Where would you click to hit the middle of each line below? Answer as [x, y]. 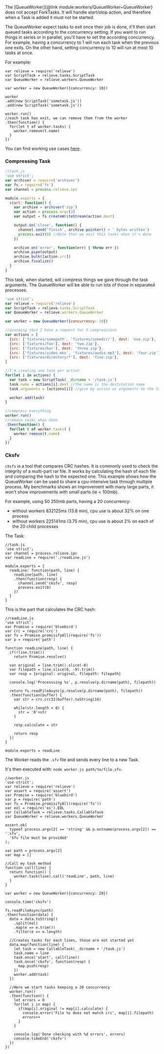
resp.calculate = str [36, 725]
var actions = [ [21, 335]
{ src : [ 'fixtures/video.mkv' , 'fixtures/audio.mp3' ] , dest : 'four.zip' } [85, 353]
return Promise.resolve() [40, 657]
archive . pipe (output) [36, 252]
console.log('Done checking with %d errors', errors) [70, 1034]
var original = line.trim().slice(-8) [49, 665]
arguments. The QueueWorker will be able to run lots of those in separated [80, 284]
